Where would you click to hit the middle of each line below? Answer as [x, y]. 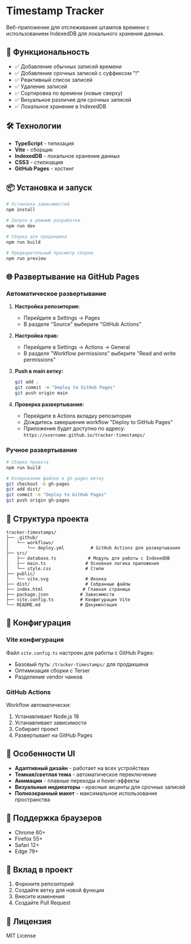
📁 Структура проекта [47, 519]
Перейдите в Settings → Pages [62, 318]
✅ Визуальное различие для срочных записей [73, 99]
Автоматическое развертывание [56, 293]
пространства [32, 799]
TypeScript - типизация [44, 143]
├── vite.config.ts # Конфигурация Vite [68, 599]
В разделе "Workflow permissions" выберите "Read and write [100, 354]
